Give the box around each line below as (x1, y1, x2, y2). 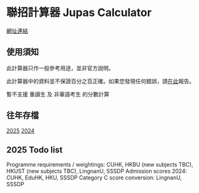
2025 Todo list (6, 144, 63, 155)
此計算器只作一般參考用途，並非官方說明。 (6, 64, 114, 71)
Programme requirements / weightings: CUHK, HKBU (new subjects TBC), (6, 161, 193, 168)
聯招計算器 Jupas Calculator (6, 6, 152, 20)
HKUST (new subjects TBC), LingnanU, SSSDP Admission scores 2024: (6, 167, 187, 175)
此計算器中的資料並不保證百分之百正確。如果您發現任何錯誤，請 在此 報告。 (6, 77, 195, 85)
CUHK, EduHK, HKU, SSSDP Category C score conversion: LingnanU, (6, 174, 182, 181)
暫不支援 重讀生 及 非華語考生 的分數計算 (6, 90, 109, 98)
